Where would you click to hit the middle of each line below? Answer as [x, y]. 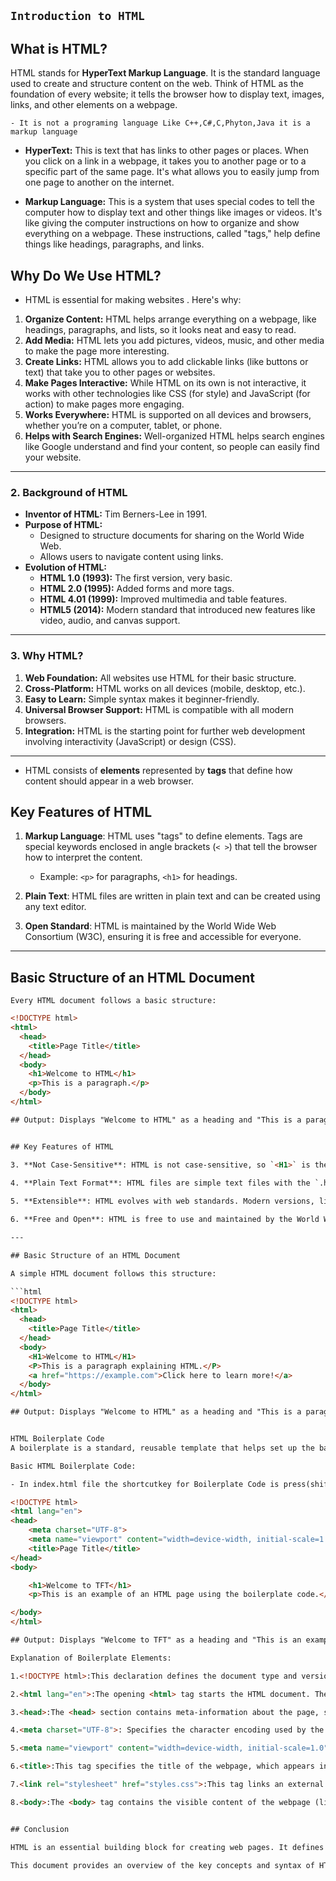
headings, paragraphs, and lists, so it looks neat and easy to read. [160, 330]
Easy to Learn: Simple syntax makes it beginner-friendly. [142, 699]
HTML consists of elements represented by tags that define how [158, 770]
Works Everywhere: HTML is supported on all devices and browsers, [168, 415]
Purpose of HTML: [63, 525]
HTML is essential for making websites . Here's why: [133, 300]
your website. [53, 457]
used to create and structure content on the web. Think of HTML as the [157, 84]
